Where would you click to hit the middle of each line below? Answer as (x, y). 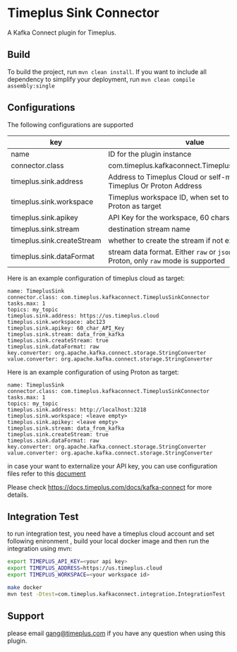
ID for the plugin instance (150, 154)
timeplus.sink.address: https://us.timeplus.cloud (83, 315)
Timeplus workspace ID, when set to (169, 197)
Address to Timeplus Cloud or (158, 176)
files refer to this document (47, 473)
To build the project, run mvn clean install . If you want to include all (107, 71)
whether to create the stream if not (166, 240)
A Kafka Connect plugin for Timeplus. (62, 32)
